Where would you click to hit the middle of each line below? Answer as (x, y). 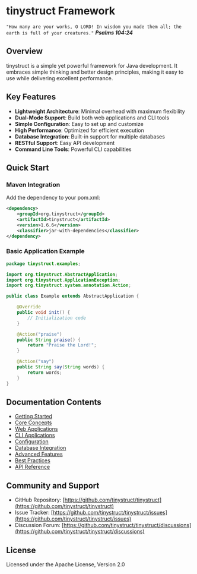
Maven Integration (33, 184)
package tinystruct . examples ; (44, 264)
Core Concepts (33, 422)
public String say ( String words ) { (61, 367)
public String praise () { (49, 340)
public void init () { (43, 313)
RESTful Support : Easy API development (65, 143)
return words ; (45, 373)
